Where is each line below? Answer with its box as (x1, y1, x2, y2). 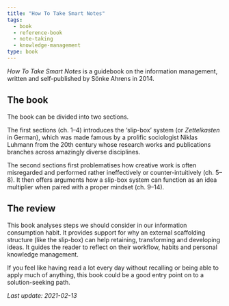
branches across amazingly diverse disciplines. (7, 148, 141, 156)
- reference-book (13, 29, 63, 36)
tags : (7, 16, 23, 23)
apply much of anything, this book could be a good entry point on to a (7, 270, 204, 279)
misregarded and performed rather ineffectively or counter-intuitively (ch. (7, 168, 214, 176)
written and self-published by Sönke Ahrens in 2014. (7, 74, 155, 82)
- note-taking (13, 36, 53, 43)
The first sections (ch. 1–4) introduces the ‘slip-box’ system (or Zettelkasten (7, 126, 220, 134)
